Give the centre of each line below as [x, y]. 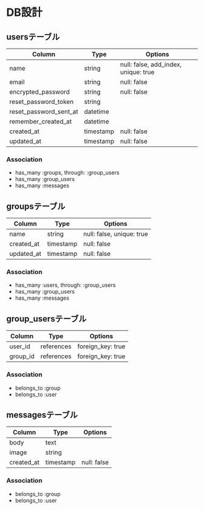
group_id [22, 356]
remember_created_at [40, 121]
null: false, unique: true [115, 234]
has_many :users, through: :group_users [65, 285]
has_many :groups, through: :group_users [67, 173]
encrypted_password [39, 92]
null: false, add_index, [151, 64]
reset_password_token [42, 102]
